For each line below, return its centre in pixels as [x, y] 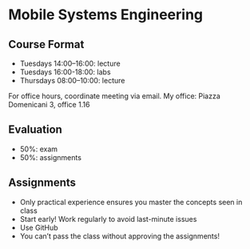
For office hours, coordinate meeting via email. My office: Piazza [115, 96]
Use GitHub [39, 227]
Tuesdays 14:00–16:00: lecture [70, 63]
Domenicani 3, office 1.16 [49, 104]
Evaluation [35, 130]
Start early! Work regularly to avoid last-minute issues [108, 219]
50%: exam [39, 149]
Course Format [46, 44]
